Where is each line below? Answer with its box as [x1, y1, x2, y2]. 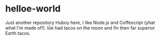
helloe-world [5, 3, 61, 14]
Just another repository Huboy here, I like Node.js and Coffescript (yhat [5, 19, 155, 25]
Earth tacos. [5, 30, 30, 36]
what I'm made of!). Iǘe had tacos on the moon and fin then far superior [5, 24, 155, 30]
